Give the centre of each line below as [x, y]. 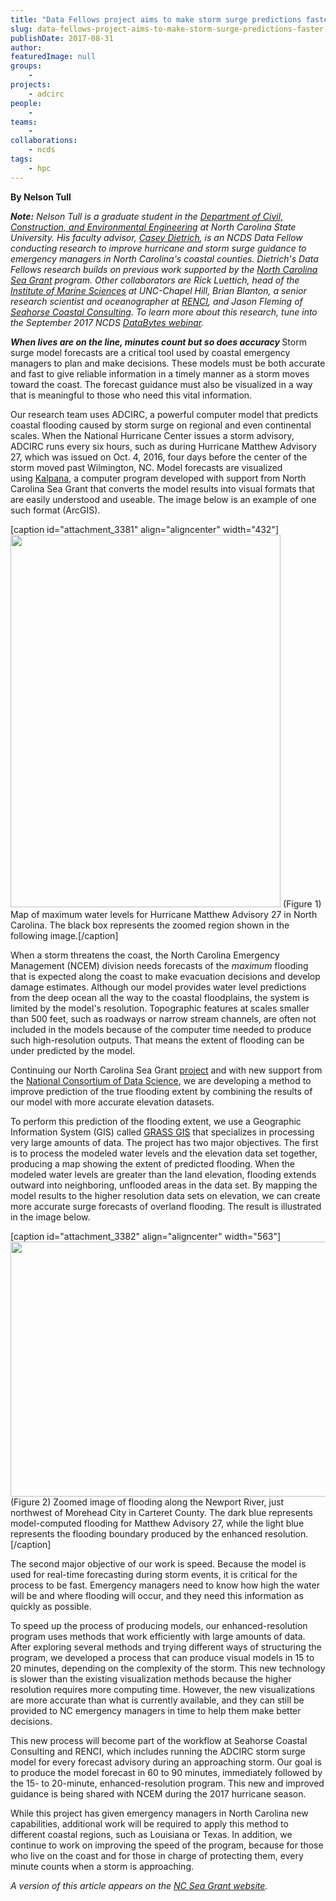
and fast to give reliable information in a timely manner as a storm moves [160, 373]
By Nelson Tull [41, 197]
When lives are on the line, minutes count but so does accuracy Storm [158, 342]
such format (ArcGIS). [55, 510]
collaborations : [44, 141]
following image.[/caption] [64, 935]
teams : [24, 122]
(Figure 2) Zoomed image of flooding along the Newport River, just [147, 1502]
